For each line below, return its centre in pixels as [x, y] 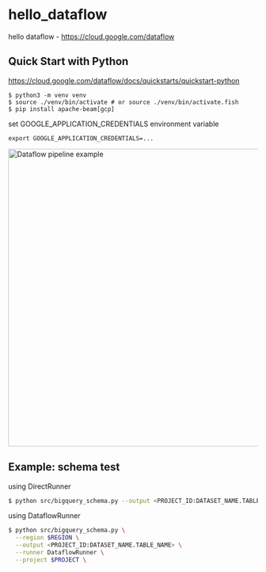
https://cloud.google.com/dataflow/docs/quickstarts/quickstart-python [124, 80]
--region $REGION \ [47, 538]
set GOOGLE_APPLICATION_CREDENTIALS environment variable [114, 124]
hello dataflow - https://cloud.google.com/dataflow [91, 36]
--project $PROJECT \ [51, 560]
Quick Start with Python [68, 61]
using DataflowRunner [44, 516]
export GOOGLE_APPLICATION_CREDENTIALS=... [81, 138]
